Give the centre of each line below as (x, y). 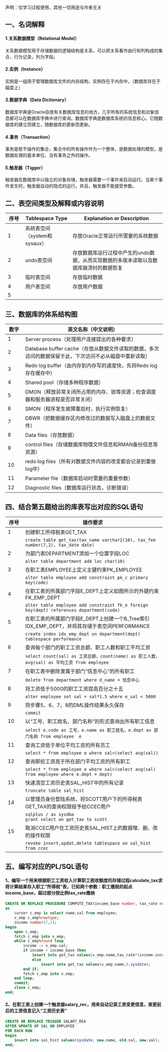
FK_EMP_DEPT (43, 597)
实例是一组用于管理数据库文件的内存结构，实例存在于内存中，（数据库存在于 (83, 81)
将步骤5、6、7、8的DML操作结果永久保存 (75, 705)
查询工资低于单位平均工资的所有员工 (68, 745)
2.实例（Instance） (25, 69)
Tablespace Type (46, 219)
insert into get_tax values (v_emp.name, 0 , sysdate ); (96, 964)
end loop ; (24, 978)
